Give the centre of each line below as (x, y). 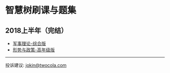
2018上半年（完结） (37, 30)
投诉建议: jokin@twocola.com (36, 65)
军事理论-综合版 (29, 44)
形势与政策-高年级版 (34, 50)
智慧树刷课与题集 (41, 10)
